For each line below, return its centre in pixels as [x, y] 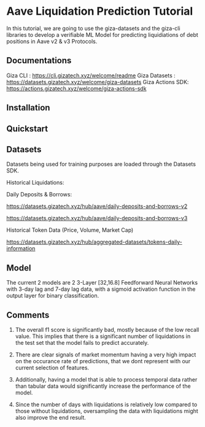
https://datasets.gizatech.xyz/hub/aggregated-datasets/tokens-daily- [95, 242]
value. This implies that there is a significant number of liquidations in [103, 336]
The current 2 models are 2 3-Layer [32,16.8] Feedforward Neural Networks [102, 283]
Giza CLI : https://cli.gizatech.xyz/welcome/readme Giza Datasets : [91, 75]
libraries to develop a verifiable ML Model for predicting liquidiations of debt [102, 34]
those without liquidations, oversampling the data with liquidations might [106, 411]
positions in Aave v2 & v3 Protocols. [52, 41]
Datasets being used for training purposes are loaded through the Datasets [101, 164]
